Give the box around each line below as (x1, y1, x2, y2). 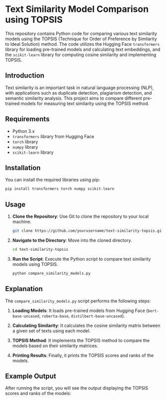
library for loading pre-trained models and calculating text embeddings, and (5, 46, 161, 52)
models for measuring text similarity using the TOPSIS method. (20, 100, 150, 106)
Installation (5, 163, 41, 172)
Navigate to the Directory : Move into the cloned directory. (12, 237, 132, 243)
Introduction (5, 71, 45, 80)
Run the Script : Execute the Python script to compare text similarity (12, 256, 151, 262)
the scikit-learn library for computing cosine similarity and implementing (5, 51, 157, 58)
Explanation (5, 285, 43, 293)
